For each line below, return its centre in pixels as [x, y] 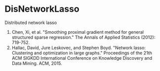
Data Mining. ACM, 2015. [37, 63]
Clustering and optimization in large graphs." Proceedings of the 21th [82, 53]
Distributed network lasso [31, 23]
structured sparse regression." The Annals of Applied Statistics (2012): [83, 37]
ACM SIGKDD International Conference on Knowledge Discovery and [82, 58]
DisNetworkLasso [42, 9]
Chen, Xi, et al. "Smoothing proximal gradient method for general [78, 32]
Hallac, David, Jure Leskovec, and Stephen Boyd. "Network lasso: [79, 47]
